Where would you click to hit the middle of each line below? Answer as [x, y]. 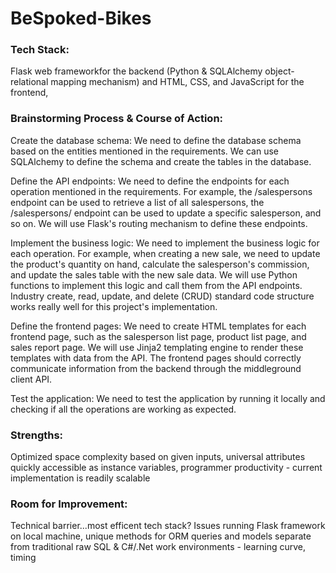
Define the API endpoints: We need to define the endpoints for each [150, 181]
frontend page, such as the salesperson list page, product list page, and [158, 336]
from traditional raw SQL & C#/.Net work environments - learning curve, [158, 547]
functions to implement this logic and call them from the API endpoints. [156, 285]
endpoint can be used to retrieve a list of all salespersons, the [137, 202]
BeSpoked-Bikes [81, 18]
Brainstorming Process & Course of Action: [117, 119]
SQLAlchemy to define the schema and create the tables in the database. [161, 161]
